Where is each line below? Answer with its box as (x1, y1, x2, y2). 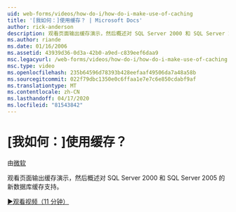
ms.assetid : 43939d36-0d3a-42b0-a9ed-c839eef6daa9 (7, 50, 159, 57)
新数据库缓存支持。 (7, 182, 63, 190)
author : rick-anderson (7, 23, 74, 30)
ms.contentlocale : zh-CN (7, 88, 80, 95)
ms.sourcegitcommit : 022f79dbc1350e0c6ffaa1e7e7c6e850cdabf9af (7, 75, 197, 83)
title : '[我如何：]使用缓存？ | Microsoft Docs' (7, 17, 143, 24)
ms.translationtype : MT (7, 82, 77, 89)
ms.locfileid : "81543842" (7, 102, 83, 109)
